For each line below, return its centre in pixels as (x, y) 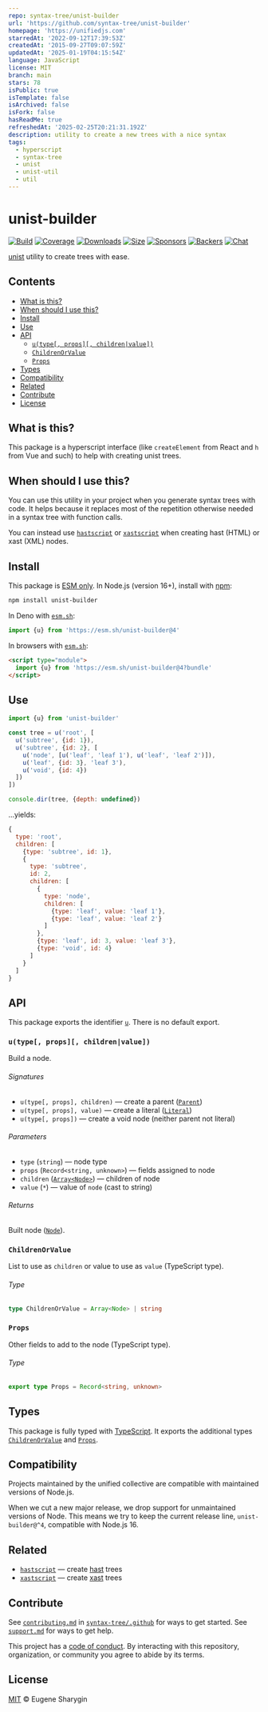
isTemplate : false (39, 98)
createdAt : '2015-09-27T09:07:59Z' (67, 46)
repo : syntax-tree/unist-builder (64, 16)
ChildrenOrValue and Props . (53, 1439)
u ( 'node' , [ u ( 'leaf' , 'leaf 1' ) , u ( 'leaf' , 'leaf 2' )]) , (119, 755)
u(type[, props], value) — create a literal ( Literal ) (106, 1110)
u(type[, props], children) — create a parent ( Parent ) (111, 1102)
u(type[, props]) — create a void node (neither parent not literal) (127, 1118)
